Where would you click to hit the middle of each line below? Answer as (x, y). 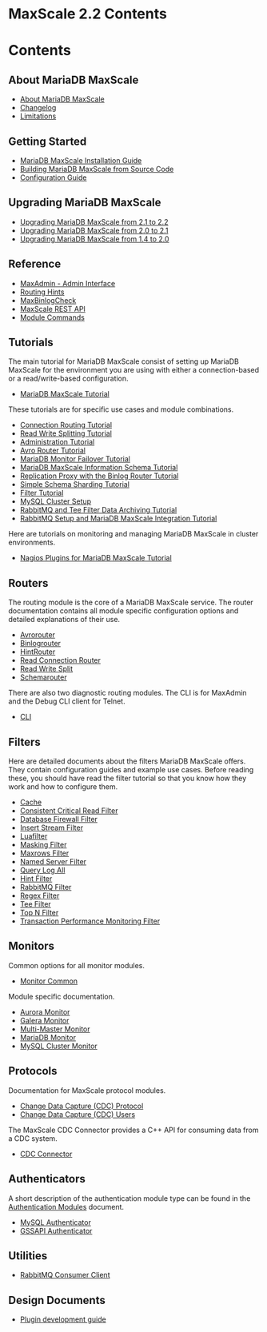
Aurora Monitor (45, 1011)
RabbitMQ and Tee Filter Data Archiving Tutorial (98, 510)
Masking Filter (43, 845)
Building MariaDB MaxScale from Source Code (97, 169)
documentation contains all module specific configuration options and (124, 611)
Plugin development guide (63, 1319)
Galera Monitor (44, 1020)
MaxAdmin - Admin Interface (68, 283)
